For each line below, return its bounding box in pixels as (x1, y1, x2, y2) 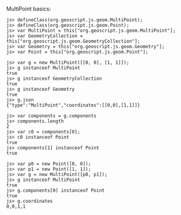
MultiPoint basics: (6, 5, 51, 12)
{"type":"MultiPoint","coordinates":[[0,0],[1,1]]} (6, 102, 140, 108)
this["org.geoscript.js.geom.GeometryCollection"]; (6, 38, 140, 44)
